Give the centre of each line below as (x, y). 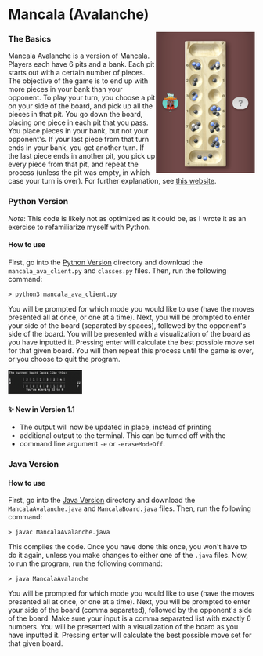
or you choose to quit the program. (64, 359)
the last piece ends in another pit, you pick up (82, 156)
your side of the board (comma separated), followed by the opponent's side (130, 610)
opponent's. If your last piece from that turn (79, 140)
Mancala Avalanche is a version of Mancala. (79, 56)
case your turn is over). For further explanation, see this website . (112, 181)
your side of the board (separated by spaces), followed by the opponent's (127, 325)
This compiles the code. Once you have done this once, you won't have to (128, 547)
